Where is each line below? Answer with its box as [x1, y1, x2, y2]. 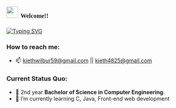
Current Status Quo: [6, 74, 68, 83]
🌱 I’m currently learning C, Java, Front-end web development [15, 95, 170, 102]
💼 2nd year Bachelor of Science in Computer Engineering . [15, 88, 165, 96]
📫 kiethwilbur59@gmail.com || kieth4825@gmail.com [15, 57, 152, 64]
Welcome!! [20, 12, 49, 20]
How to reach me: [6, 43, 60, 51]
